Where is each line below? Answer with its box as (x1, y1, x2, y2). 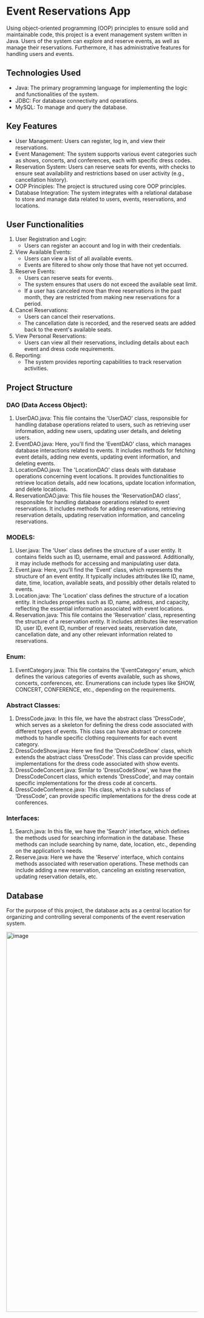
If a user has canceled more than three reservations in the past (24, 287, 182, 294)
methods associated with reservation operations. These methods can (15, 860, 189, 867)
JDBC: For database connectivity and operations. (15, 97, 138, 104)
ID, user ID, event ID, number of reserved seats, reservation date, (15, 625, 178, 632)
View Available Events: (15, 248, 72, 256)
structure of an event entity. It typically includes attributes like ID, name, (15, 573, 195, 580)
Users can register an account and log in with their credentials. (24, 242, 182, 249)
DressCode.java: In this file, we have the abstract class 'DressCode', (15, 715, 186, 722)
